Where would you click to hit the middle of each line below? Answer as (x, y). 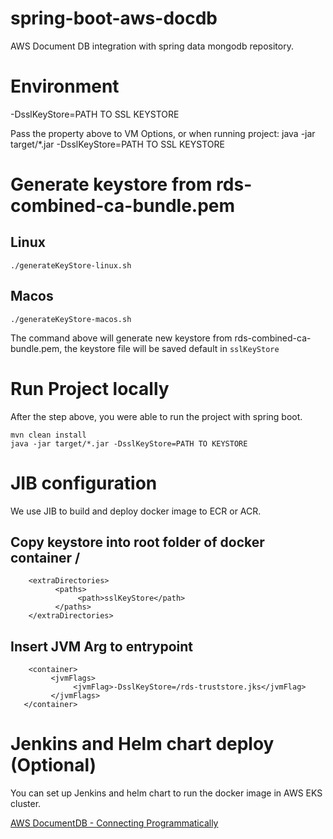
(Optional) (53, 765)
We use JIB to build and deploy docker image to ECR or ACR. (136, 511)
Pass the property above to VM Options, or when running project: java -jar (163, 133)
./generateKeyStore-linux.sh (71, 265)
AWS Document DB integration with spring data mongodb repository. (152, 46)
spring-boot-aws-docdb (114, 18)
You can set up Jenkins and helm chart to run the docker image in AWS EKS (166, 793)
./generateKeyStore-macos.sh (71, 319)
